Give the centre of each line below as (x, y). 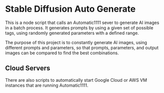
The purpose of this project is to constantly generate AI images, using (76, 42)
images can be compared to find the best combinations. (62, 53)
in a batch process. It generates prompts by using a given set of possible (79, 27)
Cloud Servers (28, 68)
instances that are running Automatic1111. (47, 85)
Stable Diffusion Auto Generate (70, 9)
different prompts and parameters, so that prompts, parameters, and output (82, 47)
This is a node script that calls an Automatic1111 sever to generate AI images (82, 23)
